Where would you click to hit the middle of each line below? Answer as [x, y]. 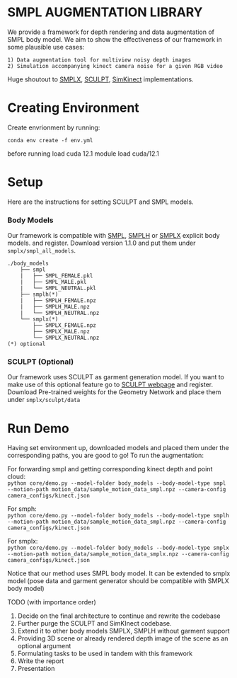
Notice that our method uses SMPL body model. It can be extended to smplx [119, 573]
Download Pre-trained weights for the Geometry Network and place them [114, 392]
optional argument [44, 646]
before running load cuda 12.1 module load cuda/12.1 [83, 154]
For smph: [22, 509]
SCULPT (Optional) [41, 362]
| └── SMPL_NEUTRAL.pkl [58, 288]
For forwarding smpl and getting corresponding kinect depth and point [110, 469]
